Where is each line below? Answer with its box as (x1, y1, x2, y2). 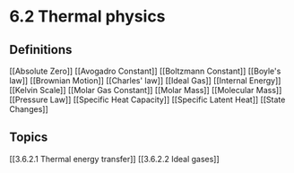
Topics (9, 130, 48, 145)
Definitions (9, 42, 73, 57)
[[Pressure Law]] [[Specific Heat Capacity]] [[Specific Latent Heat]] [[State (9, 94, 286, 105)
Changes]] (9, 104, 48, 114)
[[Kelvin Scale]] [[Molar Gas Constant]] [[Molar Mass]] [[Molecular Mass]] (9, 85, 282, 95)
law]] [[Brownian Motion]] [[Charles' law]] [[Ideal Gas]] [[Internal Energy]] (9, 75, 281, 86)
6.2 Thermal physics (9, 6, 166, 27)
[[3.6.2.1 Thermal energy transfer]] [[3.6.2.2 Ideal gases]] (9, 153, 220, 164)
